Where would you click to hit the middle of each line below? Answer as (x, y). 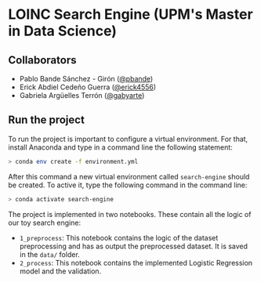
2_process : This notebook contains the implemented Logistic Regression (136, 262)
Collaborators (42, 60)
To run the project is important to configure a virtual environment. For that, (128, 139)
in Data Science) (63, 31)
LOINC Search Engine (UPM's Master (130, 14)
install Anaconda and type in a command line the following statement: (120, 147)
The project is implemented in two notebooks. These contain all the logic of (130, 214)
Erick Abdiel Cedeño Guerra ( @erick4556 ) (88, 87)
